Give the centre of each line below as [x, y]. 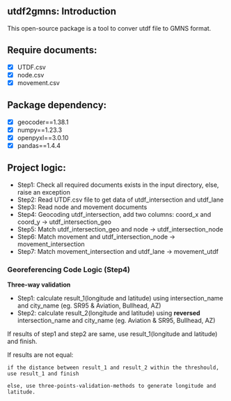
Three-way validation [39, 285]
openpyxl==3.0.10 [43, 137]
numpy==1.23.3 [40, 130]
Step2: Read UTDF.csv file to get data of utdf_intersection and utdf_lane [120, 199]
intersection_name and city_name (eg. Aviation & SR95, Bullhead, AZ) [116, 320]
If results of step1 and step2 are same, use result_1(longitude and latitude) [112, 333]
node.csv [31, 75]
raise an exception [44, 192]
